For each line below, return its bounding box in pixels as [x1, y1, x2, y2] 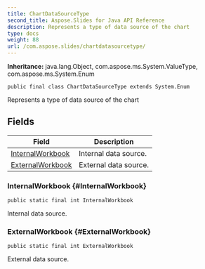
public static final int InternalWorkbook [7, 197, 133, 204]
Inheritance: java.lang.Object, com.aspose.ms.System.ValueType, [7, 63, 198, 70]
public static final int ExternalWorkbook [7, 243, 133, 250]
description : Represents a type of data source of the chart [7, 23, 190, 30]
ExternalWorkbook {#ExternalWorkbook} [7, 227, 152, 237]
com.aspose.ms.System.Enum [7, 70, 95, 78]
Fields [7, 116, 35, 128]
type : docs [7, 29, 39, 37]
